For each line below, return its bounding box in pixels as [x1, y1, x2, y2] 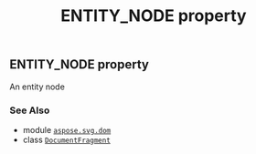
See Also [9, 104, 50, 117]
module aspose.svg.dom [22, 124, 112, 135]
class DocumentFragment [22, 134, 112, 145]
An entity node [9, 81, 66, 92]
